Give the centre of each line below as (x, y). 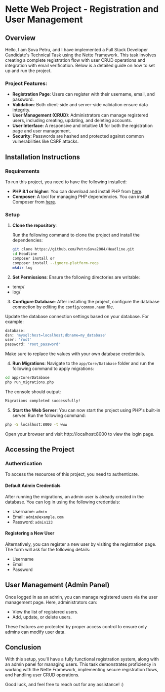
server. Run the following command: (49, 415)
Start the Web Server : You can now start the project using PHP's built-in (86, 410)
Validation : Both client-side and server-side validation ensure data (80, 105)
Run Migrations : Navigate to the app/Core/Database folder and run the (83, 364)
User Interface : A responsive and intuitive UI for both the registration (82, 126)
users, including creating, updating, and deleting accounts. (72, 121)
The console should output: (33, 392)
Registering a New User (30, 533)
